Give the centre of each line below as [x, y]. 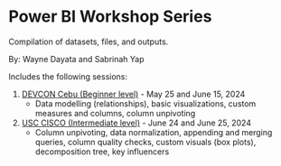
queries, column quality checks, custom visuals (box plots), [145, 142]
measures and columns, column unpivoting [115, 113]
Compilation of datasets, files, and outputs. [89, 41]
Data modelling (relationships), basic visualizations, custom [145, 103]
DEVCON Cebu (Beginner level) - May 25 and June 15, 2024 [133, 94]
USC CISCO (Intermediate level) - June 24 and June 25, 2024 [136, 123]
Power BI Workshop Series [110, 17]
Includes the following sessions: [68, 76]
